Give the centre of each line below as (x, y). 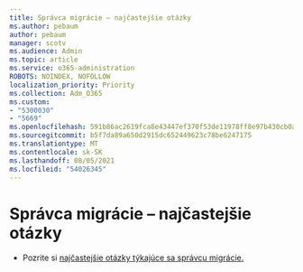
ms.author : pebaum (44, 26)
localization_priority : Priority (72, 85)
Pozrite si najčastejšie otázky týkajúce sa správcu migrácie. (133, 258)
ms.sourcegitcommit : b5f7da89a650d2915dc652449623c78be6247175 (131, 136)
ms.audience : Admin (46, 52)
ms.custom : (30, 102)
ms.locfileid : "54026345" (58, 169)
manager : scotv (38, 43)
